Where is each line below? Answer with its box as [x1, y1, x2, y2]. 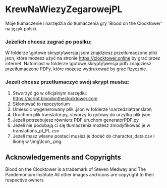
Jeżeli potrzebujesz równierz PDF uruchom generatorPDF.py [12, 117, 139, 123]
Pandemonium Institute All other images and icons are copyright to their [5, 172, 155, 178]
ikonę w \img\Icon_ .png [12, 138, 62, 145]
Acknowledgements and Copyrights [5, 153, 121, 161]
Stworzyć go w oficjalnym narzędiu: [12, 90, 87, 96]
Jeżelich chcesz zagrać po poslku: [5, 38, 92, 45]
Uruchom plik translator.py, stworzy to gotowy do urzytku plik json [12, 111, 151, 117]
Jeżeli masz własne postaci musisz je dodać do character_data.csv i [12, 133, 155, 139]
